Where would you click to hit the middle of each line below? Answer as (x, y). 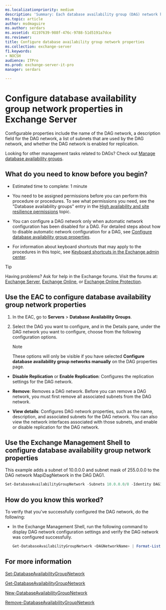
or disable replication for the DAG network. (56, 427)
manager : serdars (23, 70)
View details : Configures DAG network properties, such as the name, (83, 411)
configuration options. (35, 337)
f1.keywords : (19, 51)
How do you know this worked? (54, 500)
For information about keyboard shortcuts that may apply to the (77, 246)
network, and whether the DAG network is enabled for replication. (72, 144)
